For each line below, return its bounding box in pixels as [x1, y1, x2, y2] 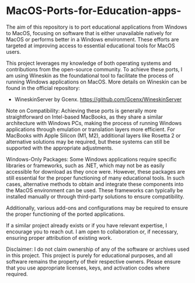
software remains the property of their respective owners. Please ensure [6, 258, 181, 265]
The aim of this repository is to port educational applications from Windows [6, 23, 187, 30]
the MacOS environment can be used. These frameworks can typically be [6, 187, 183, 194]
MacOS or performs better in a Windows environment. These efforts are [6, 36, 179, 43]
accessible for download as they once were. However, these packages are [6, 168, 185, 175]
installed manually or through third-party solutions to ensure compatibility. [6, 193, 184, 200]
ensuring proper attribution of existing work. [6, 234, 113, 241]
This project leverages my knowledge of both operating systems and [6, 60, 172, 67]
